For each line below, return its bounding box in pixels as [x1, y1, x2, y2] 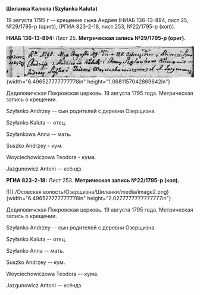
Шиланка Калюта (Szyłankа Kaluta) [6, 5, 98, 12]
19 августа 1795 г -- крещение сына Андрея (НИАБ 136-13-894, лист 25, [6, 17, 189, 23]
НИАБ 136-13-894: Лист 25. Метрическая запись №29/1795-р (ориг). [6, 35, 186, 41]
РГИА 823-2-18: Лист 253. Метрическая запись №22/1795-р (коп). [6, 176, 180, 184]
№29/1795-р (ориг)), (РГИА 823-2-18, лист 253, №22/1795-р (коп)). [6, 23, 176, 30]
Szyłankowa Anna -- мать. [6, 131, 71, 138]
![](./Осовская [6, 188, 42, 195]
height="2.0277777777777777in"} [87, 194, 171, 201]
